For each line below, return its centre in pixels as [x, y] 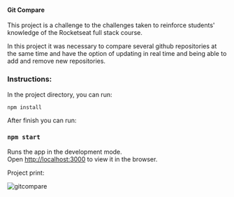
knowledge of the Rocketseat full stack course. [75, 33]
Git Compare [26, 10]
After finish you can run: [42, 120]
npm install [24, 107]
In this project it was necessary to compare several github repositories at [112, 46]
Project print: [26, 173]
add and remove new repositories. [57, 61]
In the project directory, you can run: [60, 94]
